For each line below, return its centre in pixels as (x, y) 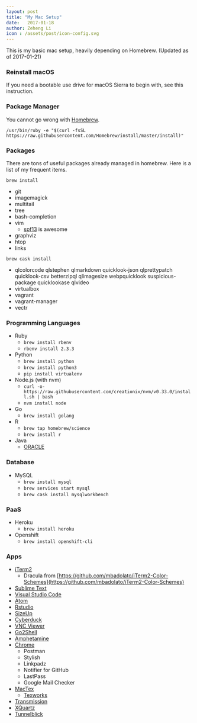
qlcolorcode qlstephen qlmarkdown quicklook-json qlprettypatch (93, 270)
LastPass (35, 676)
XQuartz (25, 708)
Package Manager (33, 107)
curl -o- (34, 387)
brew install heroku (49, 529)
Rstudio (24, 607)
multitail (24, 204)
